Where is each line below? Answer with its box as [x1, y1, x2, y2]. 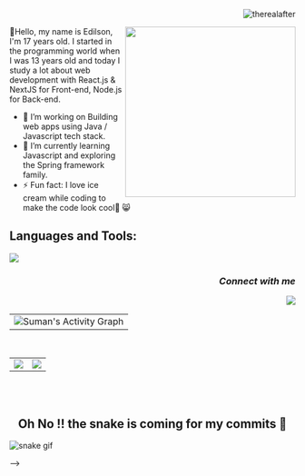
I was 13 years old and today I [9, 55, 121, 65]
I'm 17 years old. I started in [9, 36, 113, 46]
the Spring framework [22, 160, 105, 170]
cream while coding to [22, 193, 106, 203]
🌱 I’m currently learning [22, 141, 111, 151]
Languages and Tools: [9, 228, 138, 244]
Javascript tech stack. [22, 131, 106, 141]
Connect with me [219, 274, 296, 287]
